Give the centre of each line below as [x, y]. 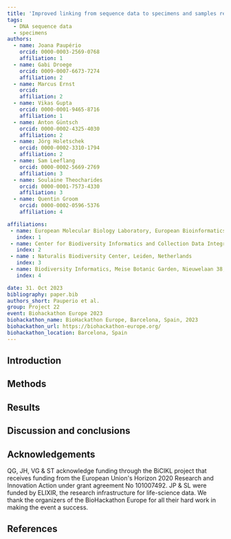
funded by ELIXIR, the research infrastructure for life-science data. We [107, 493]
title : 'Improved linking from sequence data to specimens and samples [112, 13]
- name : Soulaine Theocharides [58, 180]
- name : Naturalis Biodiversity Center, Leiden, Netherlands [101, 256]
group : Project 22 [33, 307]
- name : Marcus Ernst [44, 84]
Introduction [34, 361]
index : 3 [29, 263]
